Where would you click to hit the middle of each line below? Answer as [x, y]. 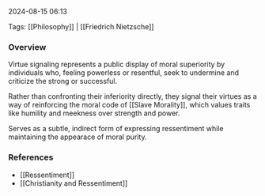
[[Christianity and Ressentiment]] [74, 183]
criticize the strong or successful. [63, 81]
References [31, 157]
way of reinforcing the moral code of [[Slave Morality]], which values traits [129, 105]
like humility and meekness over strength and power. [94, 113]
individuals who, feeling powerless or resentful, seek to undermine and [124, 73]
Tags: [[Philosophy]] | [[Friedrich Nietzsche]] [81, 26]
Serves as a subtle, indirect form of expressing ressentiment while [116, 129]
